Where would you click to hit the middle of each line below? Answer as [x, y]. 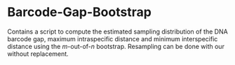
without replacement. [38, 54]
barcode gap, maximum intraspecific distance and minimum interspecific [113, 38]
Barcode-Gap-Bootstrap [80, 12]
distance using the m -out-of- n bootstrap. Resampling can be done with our [116, 46]
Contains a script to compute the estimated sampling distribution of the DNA [117, 31]
